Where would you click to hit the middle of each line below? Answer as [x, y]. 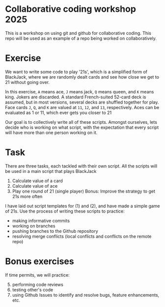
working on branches [34, 226]
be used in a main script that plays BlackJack [51, 171]
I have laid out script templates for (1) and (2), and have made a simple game [82, 206]
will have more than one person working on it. [51, 132]
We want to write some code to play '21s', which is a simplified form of [76, 72]
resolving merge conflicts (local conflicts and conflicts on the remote [82, 236]
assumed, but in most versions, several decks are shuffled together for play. [82, 102]
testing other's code [32, 290]
